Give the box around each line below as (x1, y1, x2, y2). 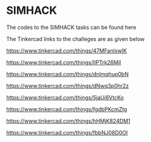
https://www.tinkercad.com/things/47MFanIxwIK (6, 47, 127, 54)
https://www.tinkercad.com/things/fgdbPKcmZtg (6, 105, 127, 112)
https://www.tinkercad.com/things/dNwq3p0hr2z (6, 82, 129, 89)
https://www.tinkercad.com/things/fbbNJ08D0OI (6, 129, 128, 136)
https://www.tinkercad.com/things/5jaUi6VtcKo (6, 94, 124, 101)
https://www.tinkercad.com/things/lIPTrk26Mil (6, 59, 121, 66)
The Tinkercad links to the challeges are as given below (6, 35, 145, 42)
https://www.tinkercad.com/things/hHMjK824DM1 (6, 117, 131, 124)
